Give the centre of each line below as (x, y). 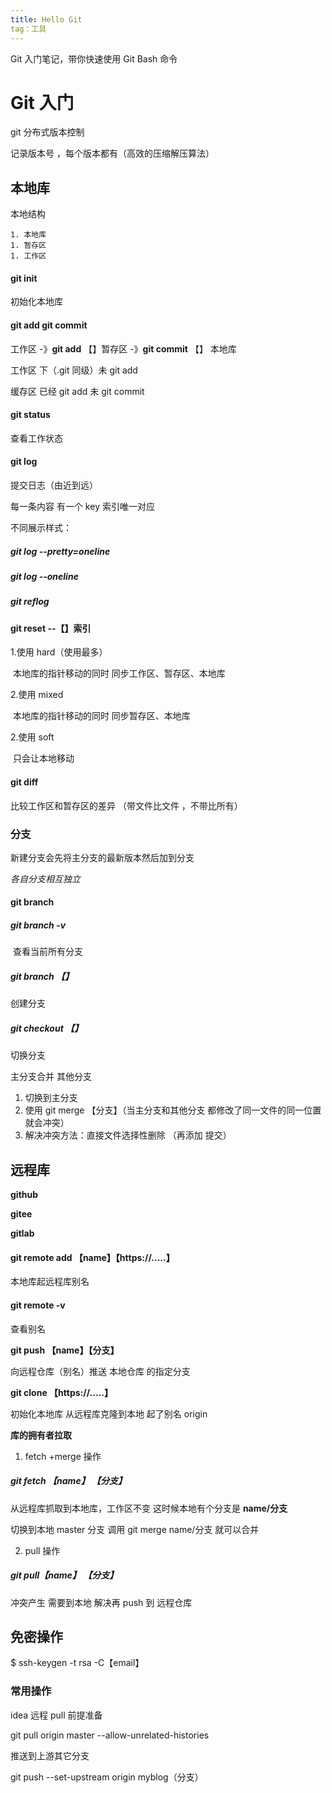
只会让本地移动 (43, 758)
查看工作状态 (36, 438)
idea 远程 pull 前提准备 (56, 1715)
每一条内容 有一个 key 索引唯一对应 (82, 507)
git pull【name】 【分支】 (64, 1575)
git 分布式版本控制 (47, 132)
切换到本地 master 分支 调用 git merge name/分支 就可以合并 (135, 1529)
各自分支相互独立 (45, 878)
